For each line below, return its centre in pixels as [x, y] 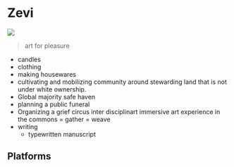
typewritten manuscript [62, 134]
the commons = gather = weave [64, 119]
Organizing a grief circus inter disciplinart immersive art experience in [119, 111]
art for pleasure [47, 45]
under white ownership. [52, 89]
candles [29, 59]
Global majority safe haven [56, 97]
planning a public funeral [54, 104]
